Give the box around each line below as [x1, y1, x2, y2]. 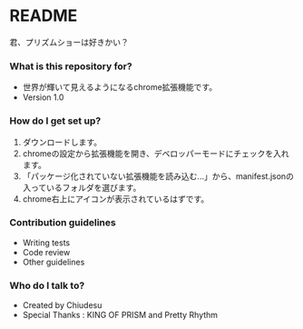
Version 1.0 [22, 92, 64, 103]
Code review [22, 246, 71, 257]
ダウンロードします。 [22, 136, 103, 147]
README [9, 5, 78, 26]
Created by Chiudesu [22, 300, 103, 311]
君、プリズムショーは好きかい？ [9, 36, 129, 47]
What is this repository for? [9, 60, 133, 73]
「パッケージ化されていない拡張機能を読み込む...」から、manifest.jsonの [22, 170, 295, 182]
